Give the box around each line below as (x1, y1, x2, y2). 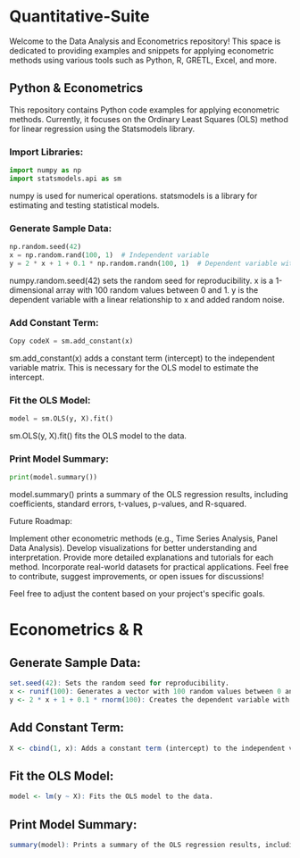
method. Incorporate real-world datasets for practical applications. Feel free (9, 562, 289, 572)
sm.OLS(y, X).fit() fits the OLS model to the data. (9, 430, 187, 441)
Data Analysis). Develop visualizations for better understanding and (9, 543, 257, 554)
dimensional (9, 284, 54, 296)
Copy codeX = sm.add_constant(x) (9, 337, 134, 346)
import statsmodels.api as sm (9, 174, 122, 183)
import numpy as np (9, 166, 82, 175)
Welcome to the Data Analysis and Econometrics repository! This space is (9, 36, 281, 46)
